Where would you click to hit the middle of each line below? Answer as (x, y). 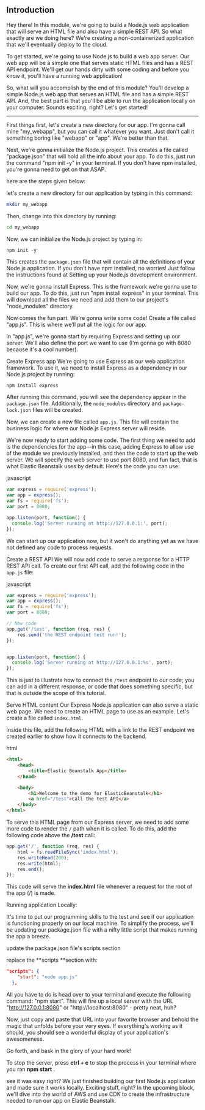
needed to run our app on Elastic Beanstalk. (61, 1100)
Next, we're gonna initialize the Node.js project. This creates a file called (97, 150)
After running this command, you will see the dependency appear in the (96, 397)
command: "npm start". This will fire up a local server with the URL (90, 1001)
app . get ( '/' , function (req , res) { (53, 846)
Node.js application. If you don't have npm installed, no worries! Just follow (101, 268)
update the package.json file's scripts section (63, 948)
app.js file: (20, 572)
